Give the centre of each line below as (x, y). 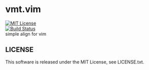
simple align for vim (26, 34)
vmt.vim (23, 9)
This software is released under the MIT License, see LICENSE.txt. (75, 62)
